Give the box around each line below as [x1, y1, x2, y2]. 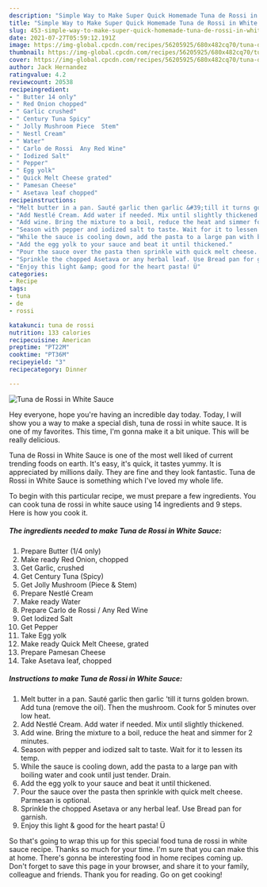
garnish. [20, 812, 48, 822]
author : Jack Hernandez [9, 64, 88, 71]
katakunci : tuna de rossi [9, 321, 94, 330]
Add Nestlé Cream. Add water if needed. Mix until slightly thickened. [20, 719, 244, 729]
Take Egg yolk [20, 631, 67, 640]
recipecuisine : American [9, 336, 91, 344]
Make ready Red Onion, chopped [20, 554, 129, 564]
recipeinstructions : [9, 196, 78, 204]
